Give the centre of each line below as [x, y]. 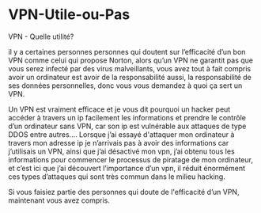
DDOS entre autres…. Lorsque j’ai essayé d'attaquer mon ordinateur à [121, 134]
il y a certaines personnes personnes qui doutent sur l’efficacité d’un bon [127, 51]
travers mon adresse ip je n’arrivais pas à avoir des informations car [119, 143]
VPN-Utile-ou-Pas [69, 15]
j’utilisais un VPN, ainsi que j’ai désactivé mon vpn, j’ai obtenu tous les [121, 151]
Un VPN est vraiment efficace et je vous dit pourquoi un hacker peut [119, 109]
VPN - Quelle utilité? [41, 36]
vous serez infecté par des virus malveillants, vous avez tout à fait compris [130, 68]
